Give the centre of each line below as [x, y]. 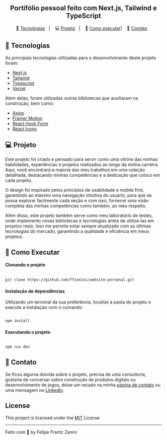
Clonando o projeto [25, 265]
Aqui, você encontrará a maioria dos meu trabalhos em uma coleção [75, 170]
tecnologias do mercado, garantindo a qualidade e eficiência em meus [77, 231]
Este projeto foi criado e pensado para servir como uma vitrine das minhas [82, 159]
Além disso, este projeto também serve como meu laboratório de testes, [79, 216]
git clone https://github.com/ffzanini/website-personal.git [70, 280]
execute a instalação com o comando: [44, 307]
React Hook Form [30, 123]
